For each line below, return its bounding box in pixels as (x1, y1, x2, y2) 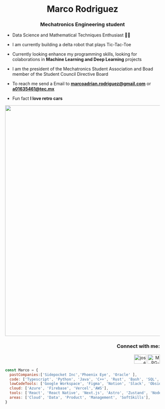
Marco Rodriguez (46, 3, 119, 15)
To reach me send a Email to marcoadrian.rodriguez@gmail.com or (12, 81, 151, 87)
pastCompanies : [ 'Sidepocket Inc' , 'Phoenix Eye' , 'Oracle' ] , (9, 372, 137, 377)
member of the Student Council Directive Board (12, 71, 109, 77)
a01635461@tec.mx (12, 86, 55, 92)
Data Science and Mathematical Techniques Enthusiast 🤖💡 (12, 32, 131, 38)
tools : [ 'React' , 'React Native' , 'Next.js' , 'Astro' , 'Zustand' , (9, 390, 148, 396)
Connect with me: (116, 343, 160, 350)
